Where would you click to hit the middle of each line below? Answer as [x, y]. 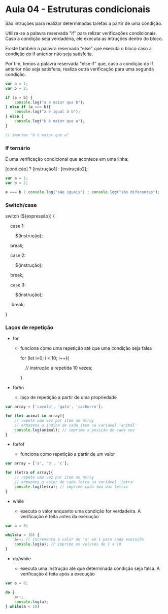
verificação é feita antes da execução [59, 516]
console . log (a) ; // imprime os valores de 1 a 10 [68, 544]
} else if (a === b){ [28, 107]
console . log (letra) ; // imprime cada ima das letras [71, 487]
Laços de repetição [29, 327]
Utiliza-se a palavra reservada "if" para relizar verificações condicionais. [81, 33]
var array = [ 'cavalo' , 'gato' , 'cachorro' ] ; [54, 407]
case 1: [17, 226]
